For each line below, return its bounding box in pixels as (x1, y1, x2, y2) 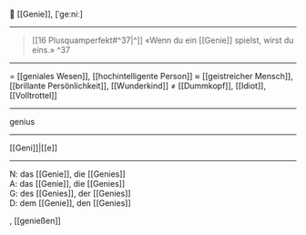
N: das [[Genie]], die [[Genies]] (9, 169, 126, 179)
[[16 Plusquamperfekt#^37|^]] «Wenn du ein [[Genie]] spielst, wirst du (31, 35, 294, 46)
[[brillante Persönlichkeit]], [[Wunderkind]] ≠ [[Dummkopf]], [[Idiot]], (9, 80, 267, 91)
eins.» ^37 (31, 45, 71, 55)
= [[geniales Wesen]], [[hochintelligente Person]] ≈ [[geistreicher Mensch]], (9, 71, 293, 81)
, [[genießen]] (9, 215, 61, 226)
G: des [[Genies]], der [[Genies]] (9, 188, 131, 199)
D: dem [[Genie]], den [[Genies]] (9, 198, 132, 209)
